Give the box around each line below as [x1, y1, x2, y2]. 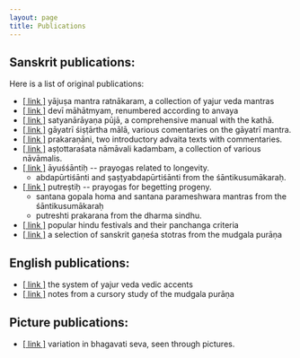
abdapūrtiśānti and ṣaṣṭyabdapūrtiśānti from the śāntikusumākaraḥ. [35, 172, 287, 183]
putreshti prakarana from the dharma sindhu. [35, 210, 202, 221]
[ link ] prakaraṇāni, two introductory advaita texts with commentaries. [22, 134, 283, 144]
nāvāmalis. [22, 153, 63, 164]
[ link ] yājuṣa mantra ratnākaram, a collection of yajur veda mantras [22, 96, 275, 107]
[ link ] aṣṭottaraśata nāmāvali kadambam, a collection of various [22, 144, 261, 154]
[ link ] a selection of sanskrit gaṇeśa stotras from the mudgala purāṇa [22, 230, 283, 240]
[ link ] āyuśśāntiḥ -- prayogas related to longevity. [22, 162, 209, 173]
